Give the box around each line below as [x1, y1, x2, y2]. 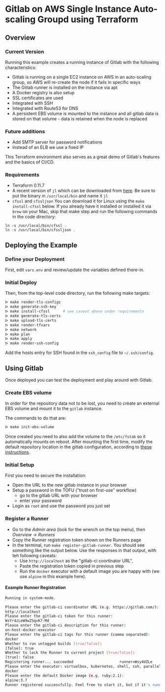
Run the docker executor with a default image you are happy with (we [19, 568, 160, 574]
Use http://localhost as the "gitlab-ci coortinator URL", [19, 557, 134, 563]
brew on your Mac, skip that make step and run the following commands [12, 209, 158, 215]
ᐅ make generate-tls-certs [5, 313, 61, 319]
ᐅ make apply [5, 336, 32, 341]
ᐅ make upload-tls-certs [5, 318, 56, 323]
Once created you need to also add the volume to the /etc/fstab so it [5, 434, 146, 440]
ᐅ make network [5, 327, 37, 332]
